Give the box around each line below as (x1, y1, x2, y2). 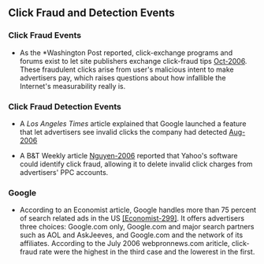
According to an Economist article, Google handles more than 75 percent (19, 205, 257, 215)
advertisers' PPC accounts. (19, 167, 109, 177)
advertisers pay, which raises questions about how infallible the (19, 73, 226, 82)
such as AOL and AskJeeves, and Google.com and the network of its (19, 230, 244, 240)
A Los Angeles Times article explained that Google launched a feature (19, 118, 247, 128)
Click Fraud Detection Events (8, 101, 122, 112)
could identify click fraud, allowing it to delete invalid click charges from (19, 159, 254, 169)
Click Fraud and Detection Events (8, 6, 175, 20)
